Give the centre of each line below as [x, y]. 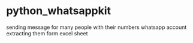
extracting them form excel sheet [47, 33]
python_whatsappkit [59, 11]
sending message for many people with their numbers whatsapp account [96, 27]
